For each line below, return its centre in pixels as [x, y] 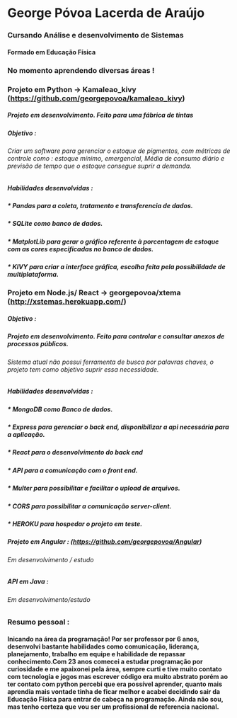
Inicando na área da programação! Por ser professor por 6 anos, [103, 639]
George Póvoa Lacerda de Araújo [106, 13]
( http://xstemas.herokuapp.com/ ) [67, 302]
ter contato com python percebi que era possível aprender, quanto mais [115, 684]
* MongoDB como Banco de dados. [60, 409]
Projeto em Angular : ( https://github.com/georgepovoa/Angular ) [105, 542]
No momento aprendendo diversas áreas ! [81, 70]
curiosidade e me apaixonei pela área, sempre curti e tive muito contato [115, 669]
